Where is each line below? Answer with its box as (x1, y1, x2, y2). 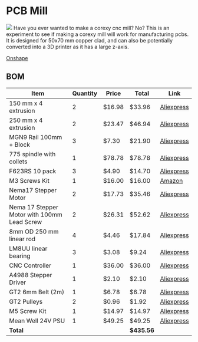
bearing (9, 252, 31, 260)
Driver (9, 278, 27, 287)
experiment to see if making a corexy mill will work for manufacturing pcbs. (6, 31, 189, 38)
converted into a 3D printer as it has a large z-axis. (6, 43, 130, 50)
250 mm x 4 (9, 116, 43, 124)
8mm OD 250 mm (9, 227, 59, 235)
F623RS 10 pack (9, 167, 57, 175)
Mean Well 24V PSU (9, 317, 65, 325)
